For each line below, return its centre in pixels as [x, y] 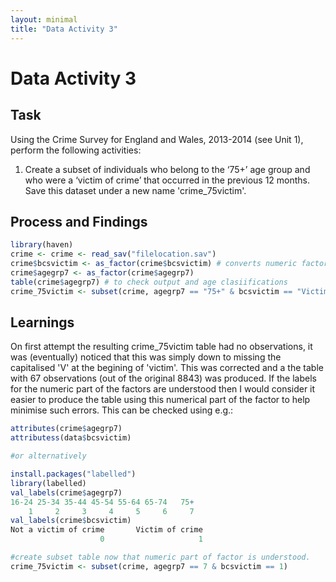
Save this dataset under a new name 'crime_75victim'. [135, 190]
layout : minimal [44, 19]
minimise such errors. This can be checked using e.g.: [122, 410]
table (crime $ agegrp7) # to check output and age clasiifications [149, 282]
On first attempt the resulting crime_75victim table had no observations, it [161, 347]
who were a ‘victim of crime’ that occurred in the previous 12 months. [167, 180]
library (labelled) [48, 483]
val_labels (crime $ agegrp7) [66, 492]
